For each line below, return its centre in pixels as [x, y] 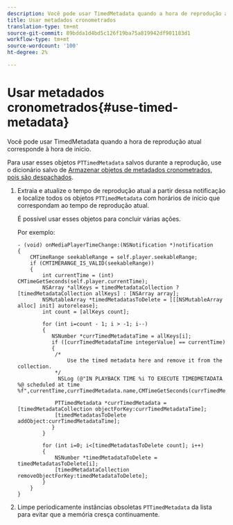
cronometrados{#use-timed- [93, 108]
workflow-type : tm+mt [38, 40]
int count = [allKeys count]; [86, 312]
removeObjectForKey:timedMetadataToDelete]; [83, 476]
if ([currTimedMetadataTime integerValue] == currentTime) [139, 342]
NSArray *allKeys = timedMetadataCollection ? [111, 287]
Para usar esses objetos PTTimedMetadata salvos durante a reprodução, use [114, 162]
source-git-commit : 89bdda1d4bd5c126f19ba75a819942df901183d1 [99, 33]
